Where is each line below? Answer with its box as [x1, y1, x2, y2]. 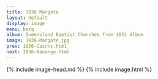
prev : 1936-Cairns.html [6, 43, 67, 50]
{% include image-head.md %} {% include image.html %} [6, 66, 152, 73]
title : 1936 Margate [6, 9, 59, 15]
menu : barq [6, 26, 34, 32]
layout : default [6, 15, 48, 21]
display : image [6, 20, 45, 26]
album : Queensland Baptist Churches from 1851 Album [6, 32, 144, 38]
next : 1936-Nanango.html [6, 49, 70, 55]
